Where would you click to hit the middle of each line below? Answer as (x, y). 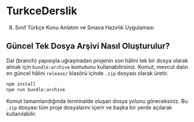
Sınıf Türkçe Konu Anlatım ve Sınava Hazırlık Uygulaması (84, 27)
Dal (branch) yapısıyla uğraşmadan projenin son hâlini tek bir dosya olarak (97, 60)
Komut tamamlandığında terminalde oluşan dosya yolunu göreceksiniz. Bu (97, 101)
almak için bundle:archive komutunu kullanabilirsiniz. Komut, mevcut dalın (97, 67)
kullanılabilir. (21, 114)
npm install (21, 84)
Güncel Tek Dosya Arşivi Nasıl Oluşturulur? (88, 46)
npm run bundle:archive (36, 90)
